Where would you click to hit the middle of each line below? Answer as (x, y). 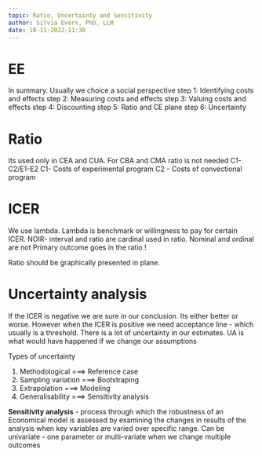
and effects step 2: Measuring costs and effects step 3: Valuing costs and (127, 99)
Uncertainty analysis (78, 294)
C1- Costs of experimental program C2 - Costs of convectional (141, 169)
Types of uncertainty (42, 356)
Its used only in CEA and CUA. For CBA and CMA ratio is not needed (118, 161)
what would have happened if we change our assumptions (103, 341)
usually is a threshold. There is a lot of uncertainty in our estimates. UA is (126, 333)
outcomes (24, 445)
